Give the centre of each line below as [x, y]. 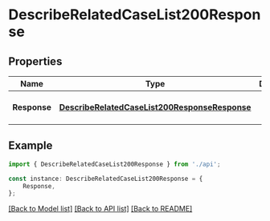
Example [31, 146]
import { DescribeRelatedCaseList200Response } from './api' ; [115, 164]
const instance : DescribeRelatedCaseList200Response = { [106, 179]
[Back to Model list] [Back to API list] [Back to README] [100, 209]
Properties [35, 61]
